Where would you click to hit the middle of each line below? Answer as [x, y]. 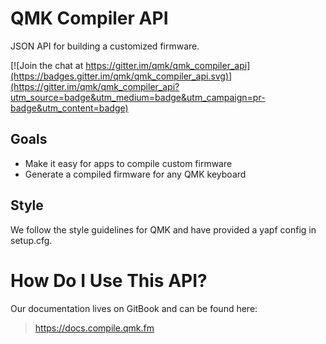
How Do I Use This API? [109, 280]
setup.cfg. [31, 240]
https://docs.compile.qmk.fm [94, 328]
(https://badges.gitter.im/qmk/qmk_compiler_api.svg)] [121, 76]
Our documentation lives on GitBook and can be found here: [134, 308]
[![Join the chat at [47, 65]
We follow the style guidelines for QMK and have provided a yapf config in [163, 229]
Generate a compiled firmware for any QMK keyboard [135, 174]
